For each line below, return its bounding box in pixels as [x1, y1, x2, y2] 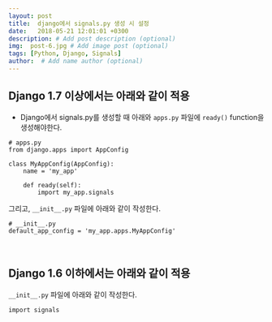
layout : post [8, 11, 53, 20]
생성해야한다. [19, 122, 63, 132]
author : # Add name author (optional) [8, 58, 144, 66]
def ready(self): [23, 181, 82, 189]
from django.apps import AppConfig [8, 145, 129, 154]
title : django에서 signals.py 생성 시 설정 [8, 19, 150, 28]
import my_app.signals [37, 188, 114, 196]
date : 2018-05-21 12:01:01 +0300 [8, 27, 129, 35]
